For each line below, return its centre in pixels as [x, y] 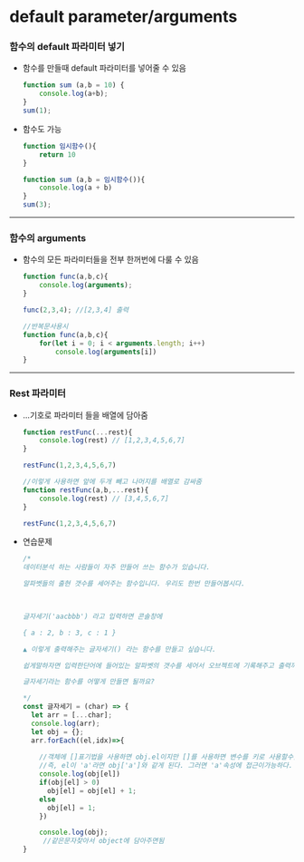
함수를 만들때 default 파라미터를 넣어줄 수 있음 [104, 68]
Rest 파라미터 [38, 393]
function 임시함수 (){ [59, 146]
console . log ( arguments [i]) [106, 352]
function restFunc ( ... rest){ [77, 432]
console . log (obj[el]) [80, 774]
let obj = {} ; [57, 731]
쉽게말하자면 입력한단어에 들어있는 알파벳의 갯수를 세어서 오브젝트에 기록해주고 [148, 665]
